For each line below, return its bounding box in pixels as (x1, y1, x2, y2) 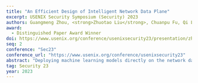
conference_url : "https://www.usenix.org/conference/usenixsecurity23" (6, 52, 186, 58)
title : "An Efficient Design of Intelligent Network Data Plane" (6, 8, 170, 15)
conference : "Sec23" (6, 47, 57, 53)
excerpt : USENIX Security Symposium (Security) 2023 (6, 14, 138, 20)
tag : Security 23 (6, 63, 49, 69)
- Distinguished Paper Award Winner (11, 30, 101, 36)
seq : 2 (6, 41, 22, 47)
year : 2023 (6, 68, 33, 74)
